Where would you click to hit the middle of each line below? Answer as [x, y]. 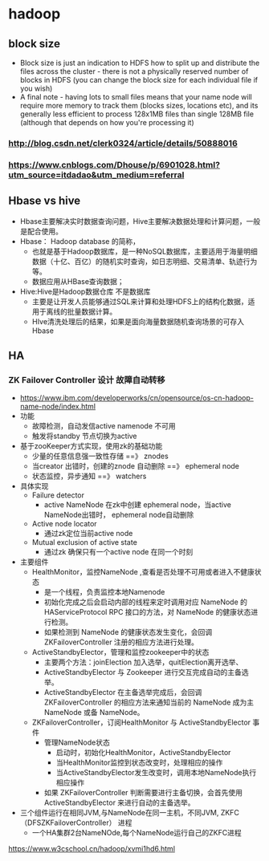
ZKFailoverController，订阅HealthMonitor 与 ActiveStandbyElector [141, 722]
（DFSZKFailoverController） [68, 822]
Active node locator [65, 524]
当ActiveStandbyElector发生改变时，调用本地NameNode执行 [156, 773]
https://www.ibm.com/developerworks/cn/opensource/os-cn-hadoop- [137, 398]
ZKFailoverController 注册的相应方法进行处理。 [121, 642]
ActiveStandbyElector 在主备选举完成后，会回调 [123, 692]
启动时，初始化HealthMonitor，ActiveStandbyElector [143, 753]
